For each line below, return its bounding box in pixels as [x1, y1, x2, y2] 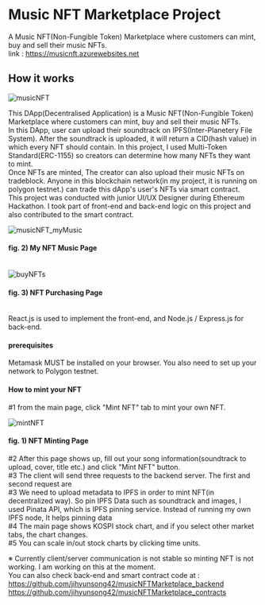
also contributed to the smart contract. [8, 209, 135, 219]
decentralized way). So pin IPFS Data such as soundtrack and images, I [8, 495, 242, 506]
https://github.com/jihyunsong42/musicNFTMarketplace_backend [8, 579, 225, 588]
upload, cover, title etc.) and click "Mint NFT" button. [8, 462, 181, 471]
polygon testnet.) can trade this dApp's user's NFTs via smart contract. [8, 184, 240, 194]
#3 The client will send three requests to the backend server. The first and [8, 471, 251, 480]
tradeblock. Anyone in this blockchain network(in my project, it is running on [8, 176, 258, 185]
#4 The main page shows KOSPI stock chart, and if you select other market [8, 521, 255, 530]
